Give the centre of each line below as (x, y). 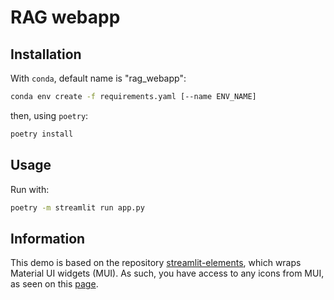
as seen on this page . (54, 284)
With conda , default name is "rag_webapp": (98, 78)
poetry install (42, 134)
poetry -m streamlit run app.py (77, 207)
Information (48, 238)
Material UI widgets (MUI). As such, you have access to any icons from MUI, (167, 273)
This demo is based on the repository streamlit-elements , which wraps (156, 263)
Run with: (30, 189)
